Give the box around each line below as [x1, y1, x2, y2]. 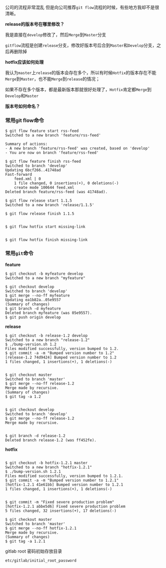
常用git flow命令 [5, 116, 44, 123]
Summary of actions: [5, 141, 48, 147]
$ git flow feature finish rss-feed [5, 159, 81, 164]
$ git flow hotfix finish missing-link [5, 237, 88, 242]
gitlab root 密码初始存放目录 [5, 548, 62, 554]
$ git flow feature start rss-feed [5, 128, 79, 133]
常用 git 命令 [5, 250, 34, 257]
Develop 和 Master [5, 93, 39, 99]
